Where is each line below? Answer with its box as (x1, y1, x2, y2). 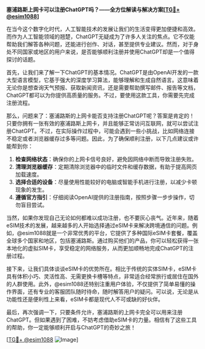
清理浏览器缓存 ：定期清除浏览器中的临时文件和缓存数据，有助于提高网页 (15, 163, 197, 170)
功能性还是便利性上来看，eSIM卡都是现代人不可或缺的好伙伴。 (6, 295, 164, 303)
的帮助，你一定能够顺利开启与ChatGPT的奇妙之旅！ (6, 324, 136, 331)
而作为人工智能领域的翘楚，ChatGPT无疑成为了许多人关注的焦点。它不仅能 (6, 33, 195, 40)
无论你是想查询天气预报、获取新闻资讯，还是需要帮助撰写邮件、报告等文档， (6, 84, 199, 91)
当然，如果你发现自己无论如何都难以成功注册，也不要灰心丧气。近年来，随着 (6, 214, 199, 221)
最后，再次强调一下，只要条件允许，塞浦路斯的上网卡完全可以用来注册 (6, 309, 183, 316)
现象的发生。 (15, 186, 48, 193)
